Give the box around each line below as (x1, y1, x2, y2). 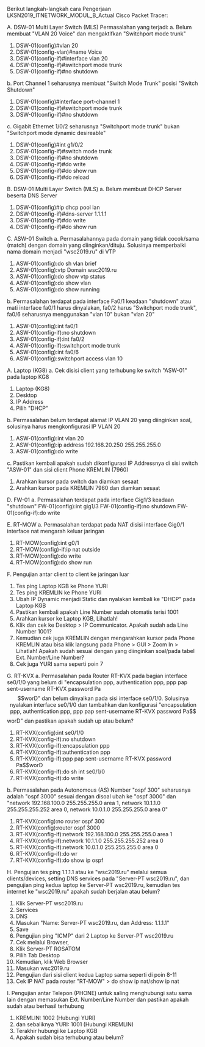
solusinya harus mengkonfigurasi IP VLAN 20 (7, 423, 121, 430)
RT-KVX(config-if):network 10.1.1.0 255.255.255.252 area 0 (15, 837, 164, 844)
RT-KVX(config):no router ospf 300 (15, 818, 105, 825)
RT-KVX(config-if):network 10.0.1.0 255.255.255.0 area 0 (15, 844, 159, 851)
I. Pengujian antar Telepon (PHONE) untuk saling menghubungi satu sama (7, 990, 192, 996)
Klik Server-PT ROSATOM (15, 945, 81, 952)
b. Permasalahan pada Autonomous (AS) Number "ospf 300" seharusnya (7, 786, 191, 793)
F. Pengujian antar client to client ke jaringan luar (7, 571, 130, 578)
